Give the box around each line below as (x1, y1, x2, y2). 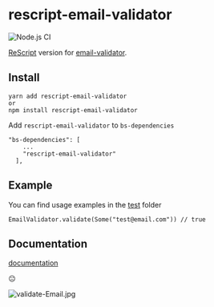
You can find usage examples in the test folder (8, 200, 162, 209)
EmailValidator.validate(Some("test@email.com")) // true (8, 215, 206, 224)
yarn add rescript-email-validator (8, 92, 127, 100)
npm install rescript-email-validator (8, 106, 138, 114)
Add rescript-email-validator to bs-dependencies (8, 120, 175, 130)
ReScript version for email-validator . (8, 47, 127, 57)
